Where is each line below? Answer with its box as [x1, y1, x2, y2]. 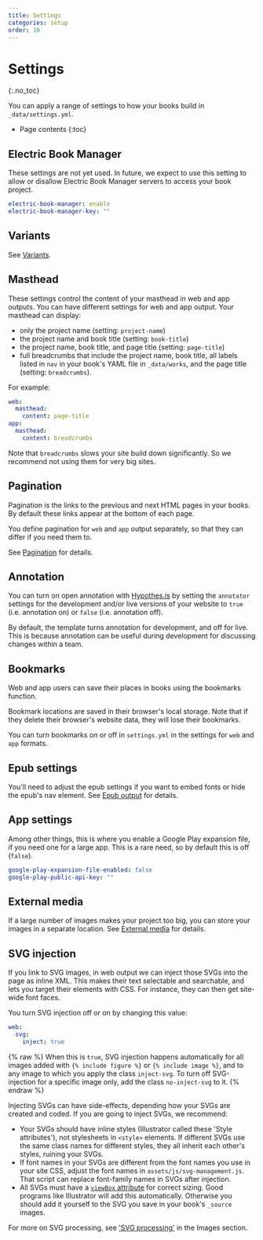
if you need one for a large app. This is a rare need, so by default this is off [8, 842, 250, 852]
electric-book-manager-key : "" [8, 207, 111, 215]
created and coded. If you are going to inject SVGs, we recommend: [8, 1109, 228, 1118]
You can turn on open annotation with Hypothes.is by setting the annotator [8, 591, 250, 601]
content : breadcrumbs [22, 433, 93, 442]
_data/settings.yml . [8, 109, 74, 119]
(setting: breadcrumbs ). [19, 367, 92, 377]
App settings [8, 814, 73, 827]
